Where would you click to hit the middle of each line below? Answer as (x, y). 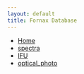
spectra (29, 48)
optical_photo (37, 63)
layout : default (31, 14)
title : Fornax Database (42, 20)
